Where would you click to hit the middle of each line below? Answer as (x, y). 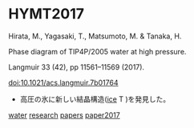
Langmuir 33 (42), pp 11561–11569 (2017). (77, 67)
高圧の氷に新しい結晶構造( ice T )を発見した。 (95, 99)
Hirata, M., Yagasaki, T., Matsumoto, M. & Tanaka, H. (95, 36)
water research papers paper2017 (64, 115)
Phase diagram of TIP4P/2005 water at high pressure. (97, 51)
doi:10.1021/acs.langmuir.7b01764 (63, 82)
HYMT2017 (46, 14)
